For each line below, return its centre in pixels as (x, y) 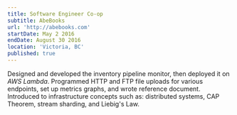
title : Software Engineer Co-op (55, 14)
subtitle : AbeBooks (36, 21)
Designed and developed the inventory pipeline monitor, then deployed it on (118, 73)
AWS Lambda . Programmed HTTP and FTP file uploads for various (105, 81)
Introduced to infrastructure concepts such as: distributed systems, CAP (114, 96)
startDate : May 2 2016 (41, 34)
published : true (31, 54)
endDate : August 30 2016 (44, 40)
